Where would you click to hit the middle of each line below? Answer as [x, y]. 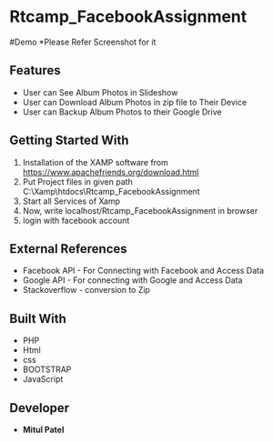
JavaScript [43, 379]
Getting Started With [69, 141]
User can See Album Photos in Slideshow [100, 92]
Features [35, 70]
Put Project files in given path [78, 181]
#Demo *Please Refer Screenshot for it [83, 42]
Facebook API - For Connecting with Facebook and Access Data [143, 271]
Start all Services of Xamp [71, 201]
